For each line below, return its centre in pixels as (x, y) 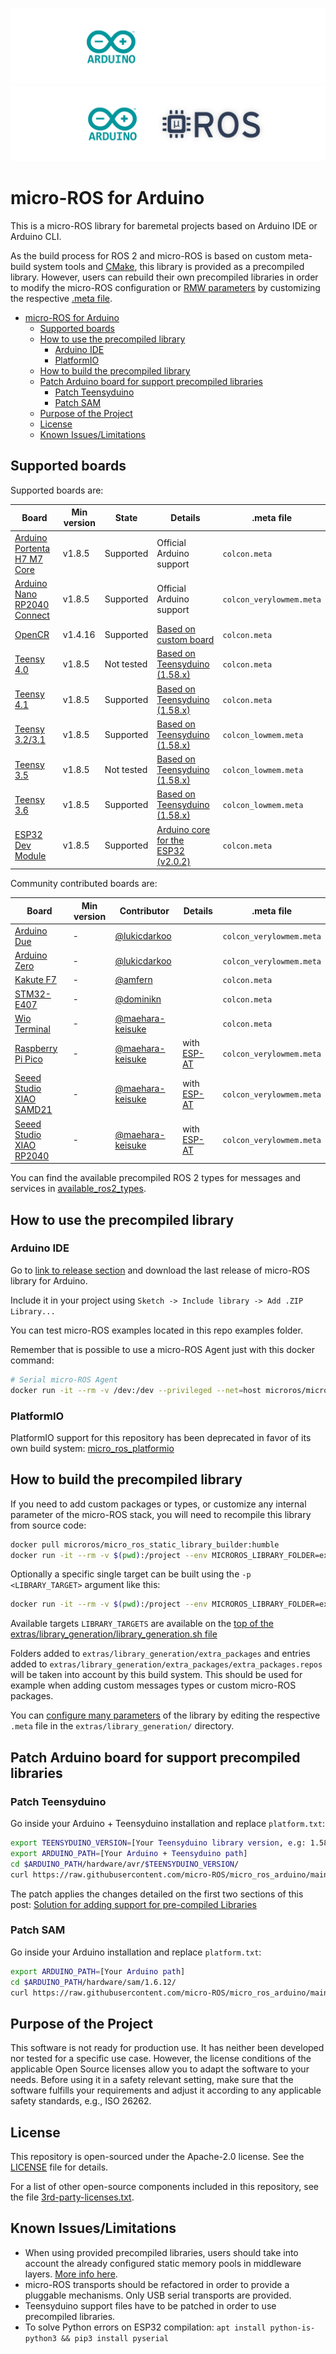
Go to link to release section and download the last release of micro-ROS (160, 1270)
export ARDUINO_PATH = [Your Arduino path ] (98, 1971)
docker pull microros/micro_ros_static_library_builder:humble (145, 1544)
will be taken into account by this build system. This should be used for (156, 1675)
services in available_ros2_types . (78, 1189)
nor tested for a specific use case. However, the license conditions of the (161, 2059)
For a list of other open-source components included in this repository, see (165, 2187)
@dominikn (138, 999)
